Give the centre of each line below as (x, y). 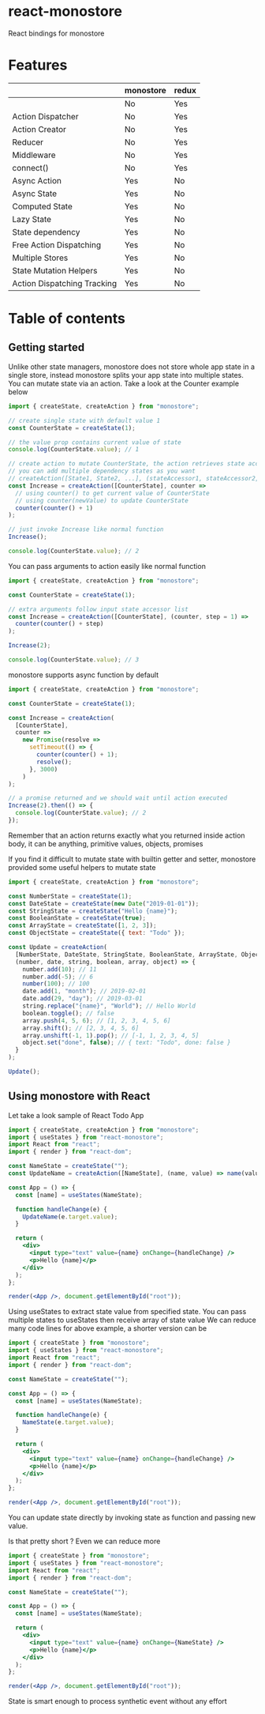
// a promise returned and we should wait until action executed (118, 798)
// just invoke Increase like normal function (86, 529)
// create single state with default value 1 (84, 420)
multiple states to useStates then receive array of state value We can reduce (132, 1320)
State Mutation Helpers (55, 270)
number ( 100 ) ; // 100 (56, 984)
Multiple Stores (40, 258)
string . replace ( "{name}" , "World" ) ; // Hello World (109, 1006)
